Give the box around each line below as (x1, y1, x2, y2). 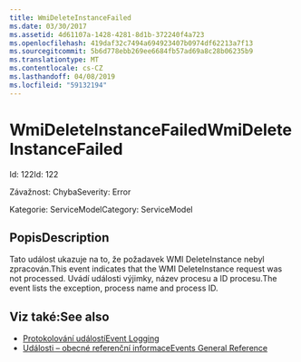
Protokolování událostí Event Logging (22, 333, 160, 344)
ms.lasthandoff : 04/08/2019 (9, 72, 116, 81)
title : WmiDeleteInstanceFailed (9, 13, 131, 23)
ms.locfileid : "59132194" (9, 81, 107, 90)
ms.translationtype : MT (9, 55, 100, 64)
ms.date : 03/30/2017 (9, 22, 88, 31)
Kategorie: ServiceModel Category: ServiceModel (9, 204, 193, 214)
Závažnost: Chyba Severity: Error (9, 186, 131, 197)
